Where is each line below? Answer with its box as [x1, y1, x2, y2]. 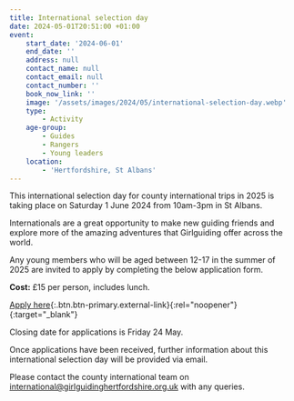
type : [25, 106, 47, 115]
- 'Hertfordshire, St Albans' [42, 165, 157, 175]
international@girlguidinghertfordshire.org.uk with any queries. [9, 381, 246, 392]
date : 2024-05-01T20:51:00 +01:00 [9, 22, 141, 31]
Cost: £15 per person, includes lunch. [9, 282, 150, 293]
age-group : [25, 124, 67, 133]
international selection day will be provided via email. [9, 354, 208, 365]
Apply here [9, 299, 51, 310]
